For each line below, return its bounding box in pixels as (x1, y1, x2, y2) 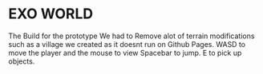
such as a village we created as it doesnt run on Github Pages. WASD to (8, 39, 246, 49)
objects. (8, 56, 35, 66)
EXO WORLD (8, 5, 94, 23)
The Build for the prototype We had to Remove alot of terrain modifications (8, 31, 255, 41)
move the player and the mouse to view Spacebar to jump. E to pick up (8, 48, 242, 57)
